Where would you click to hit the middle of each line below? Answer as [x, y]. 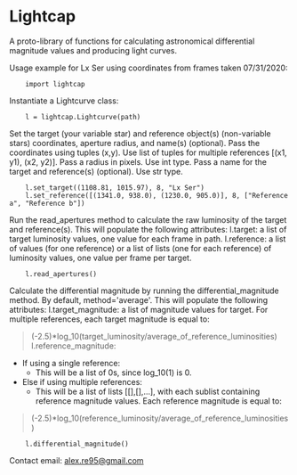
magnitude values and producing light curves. [93, 50]
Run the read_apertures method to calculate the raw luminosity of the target [148, 219]
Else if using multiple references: [82, 381]
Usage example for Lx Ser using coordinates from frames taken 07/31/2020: [148, 68]
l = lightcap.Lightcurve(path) [83, 117]
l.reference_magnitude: [73, 346]
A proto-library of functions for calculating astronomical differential [132, 41]
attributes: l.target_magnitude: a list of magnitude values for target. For [139, 309]
